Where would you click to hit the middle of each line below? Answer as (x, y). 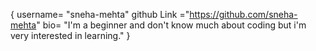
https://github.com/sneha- (243, 14)
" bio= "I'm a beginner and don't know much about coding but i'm (171, 25)
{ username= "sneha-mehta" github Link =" (100, 14)
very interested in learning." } (70, 35)
